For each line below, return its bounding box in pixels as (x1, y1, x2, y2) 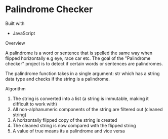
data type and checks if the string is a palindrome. (5, 76, 110, 82)
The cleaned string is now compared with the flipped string (12, 122, 136, 128)
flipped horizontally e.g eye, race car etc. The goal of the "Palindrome (5, 55, 151, 61)
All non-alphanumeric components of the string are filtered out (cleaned (12, 106, 163, 112)
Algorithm (5, 85, 26, 92)
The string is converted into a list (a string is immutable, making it (12, 95, 149, 101)
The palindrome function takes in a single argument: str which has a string (5, 70, 160, 77)
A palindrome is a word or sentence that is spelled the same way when (5, 50, 153, 56)
